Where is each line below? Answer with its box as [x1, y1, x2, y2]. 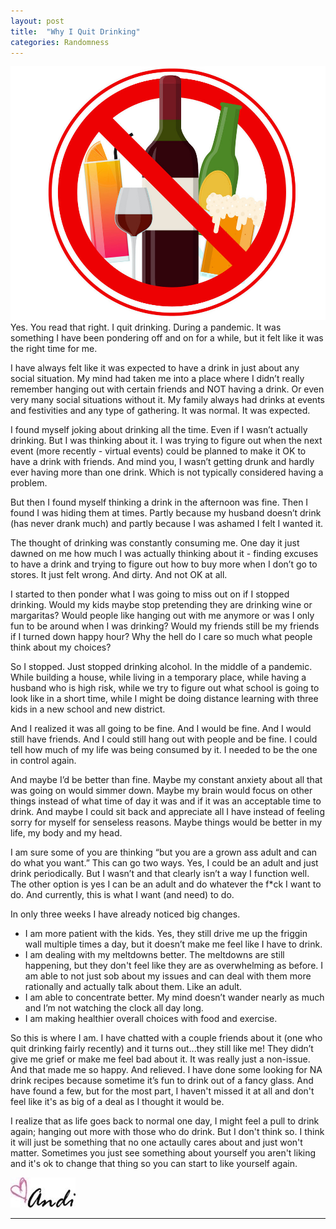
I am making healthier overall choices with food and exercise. [24, 1012, 278, 1024]
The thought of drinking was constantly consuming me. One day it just [10, 536, 300, 549]
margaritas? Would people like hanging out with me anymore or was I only [10, 609, 315, 621]
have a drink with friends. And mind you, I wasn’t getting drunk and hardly [10, 455, 315, 467]
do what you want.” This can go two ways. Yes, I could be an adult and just [10, 856, 319, 869]
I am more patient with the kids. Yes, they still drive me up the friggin [24, 927, 308, 939]
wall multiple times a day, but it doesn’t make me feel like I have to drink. [24, 938, 323, 950]
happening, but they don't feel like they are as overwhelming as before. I [24, 959, 324, 971]
